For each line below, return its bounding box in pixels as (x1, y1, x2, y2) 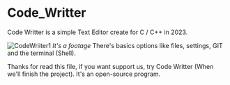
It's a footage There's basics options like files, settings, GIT (52, 41, 223, 49)
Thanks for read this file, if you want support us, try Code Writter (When (7, 62, 214, 70)
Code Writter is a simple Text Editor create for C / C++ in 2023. (7, 28, 188, 36)
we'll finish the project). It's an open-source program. (7, 70, 161, 78)
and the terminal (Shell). (7, 49, 77, 57)
